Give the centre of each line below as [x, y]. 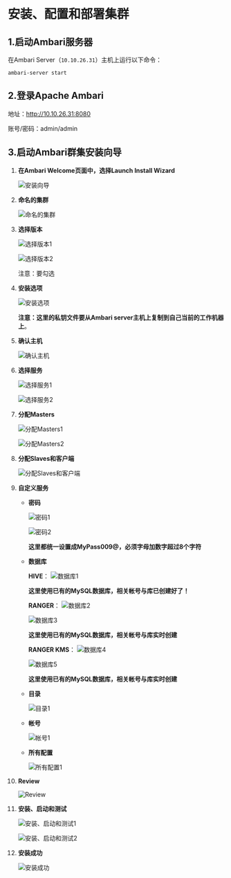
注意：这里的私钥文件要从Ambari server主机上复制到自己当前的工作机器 [121, 317]
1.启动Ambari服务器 [50, 42]
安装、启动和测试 [42, 808]
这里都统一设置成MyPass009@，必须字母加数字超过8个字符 [115, 547]
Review [29, 781]
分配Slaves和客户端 [46, 458]
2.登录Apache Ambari [56, 96]
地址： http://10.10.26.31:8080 [49, 113]
